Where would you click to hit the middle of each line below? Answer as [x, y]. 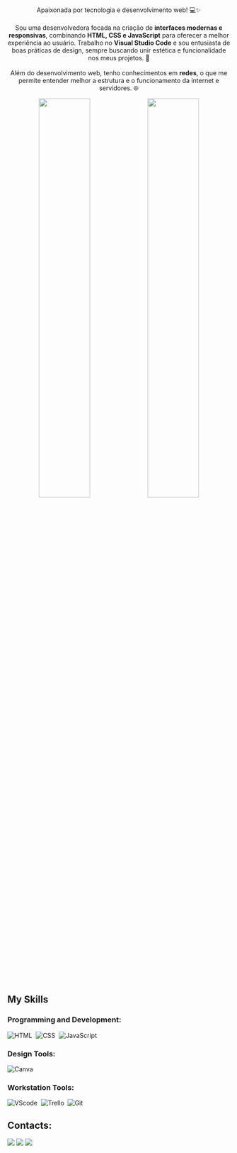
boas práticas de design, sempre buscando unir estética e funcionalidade [119, 50]
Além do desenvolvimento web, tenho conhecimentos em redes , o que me [119, 73]
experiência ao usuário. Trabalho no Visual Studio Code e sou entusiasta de [119, 43]
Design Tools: [31, 1054]
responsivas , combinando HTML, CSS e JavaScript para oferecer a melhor [119, 35]
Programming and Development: [64, 1020]
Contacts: [30, 1125]
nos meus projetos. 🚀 [119, 58]
